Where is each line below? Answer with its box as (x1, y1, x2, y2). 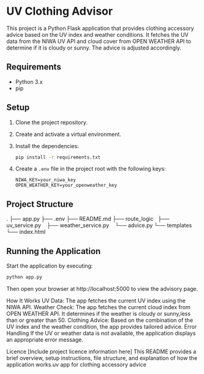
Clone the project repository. (15, 118, 88, 126)
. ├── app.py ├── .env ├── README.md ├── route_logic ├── (6, 215, 170, 223)
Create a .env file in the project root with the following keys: (15, 165, 167, 173)
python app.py (6, 274, 43, 280)
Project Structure (6, 199, 74, 209)
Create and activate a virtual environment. (15, 130, 121, 138)
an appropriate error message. (6, 335, 84, 343)
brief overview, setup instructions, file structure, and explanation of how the (6, 354, 198, 362)
